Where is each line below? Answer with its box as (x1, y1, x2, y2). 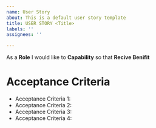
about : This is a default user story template (6, 15, 126, 21)
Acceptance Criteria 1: (15, 95, 71, 102)
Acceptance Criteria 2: (15, 102, 72, 109)
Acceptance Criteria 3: (15, 108, 72, 116)
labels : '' (6, 26, 34, 32)
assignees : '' (6, 32, 42, 38)
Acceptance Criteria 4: (15, 115, 72, 122)
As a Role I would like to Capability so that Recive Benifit (6, 54, 150, 61)
